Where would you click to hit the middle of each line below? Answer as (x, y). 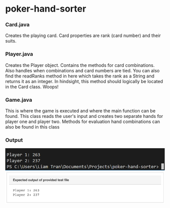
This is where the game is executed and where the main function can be (80, 111)
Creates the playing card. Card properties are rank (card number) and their (83, 35)
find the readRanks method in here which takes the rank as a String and (80, 76)
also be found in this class (32, 127)
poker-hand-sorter (46, 9)
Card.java (17, 25)
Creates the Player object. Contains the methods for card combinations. (80, 65)
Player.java (19, 54)
